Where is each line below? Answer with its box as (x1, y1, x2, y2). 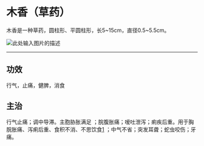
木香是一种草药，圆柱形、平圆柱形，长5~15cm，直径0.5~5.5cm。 (6, 27, 170, 34)
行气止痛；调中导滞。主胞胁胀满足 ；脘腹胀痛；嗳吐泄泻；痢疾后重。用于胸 (6, 118, 194, 125)
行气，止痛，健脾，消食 (6, 81, 65, 89)
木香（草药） (6, 5, 71, 19)
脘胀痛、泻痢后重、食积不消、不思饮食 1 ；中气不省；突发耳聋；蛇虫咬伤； (6, 125, 191, 133)
